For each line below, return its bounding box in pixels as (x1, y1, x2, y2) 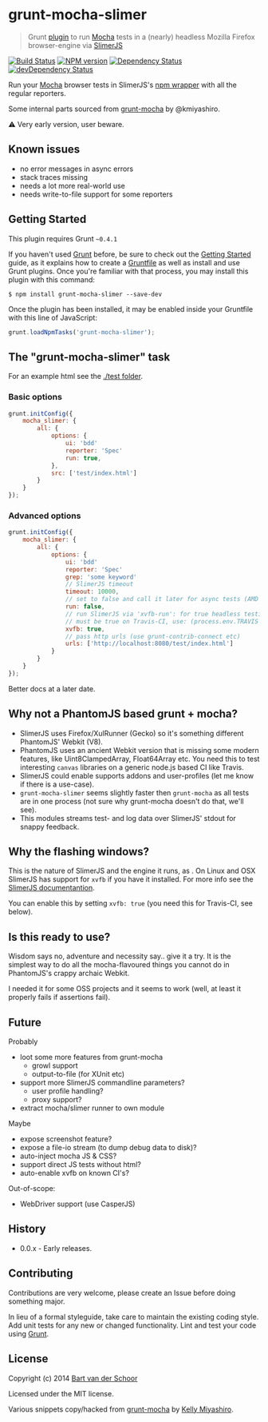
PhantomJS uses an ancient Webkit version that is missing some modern (19, 745, 259, 755)
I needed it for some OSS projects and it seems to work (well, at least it (8, 984, 242, 994)
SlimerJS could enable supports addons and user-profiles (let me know (19, 771, 254, 780)
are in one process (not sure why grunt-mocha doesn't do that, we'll (19, 796, 245, 806)
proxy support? (31, 1095, 82, 1105)
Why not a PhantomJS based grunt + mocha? (8, 707, 238, 721)
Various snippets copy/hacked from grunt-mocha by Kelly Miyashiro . (8, 1404, 234, 1414)
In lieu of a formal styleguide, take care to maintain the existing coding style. (8, 1312, 259, 1321)
